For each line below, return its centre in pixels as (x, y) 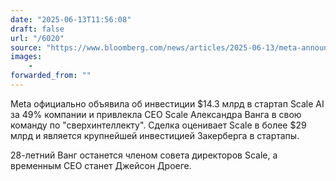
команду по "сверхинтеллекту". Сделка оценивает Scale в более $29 (158, 125)
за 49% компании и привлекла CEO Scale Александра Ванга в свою (156, 114)
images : (26, 57)
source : (26, 47)
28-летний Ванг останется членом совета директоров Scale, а (144, 155)
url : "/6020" (37, 38)
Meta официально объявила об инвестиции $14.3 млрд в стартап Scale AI (167, 103)
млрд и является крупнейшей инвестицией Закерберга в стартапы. (155, 135)
